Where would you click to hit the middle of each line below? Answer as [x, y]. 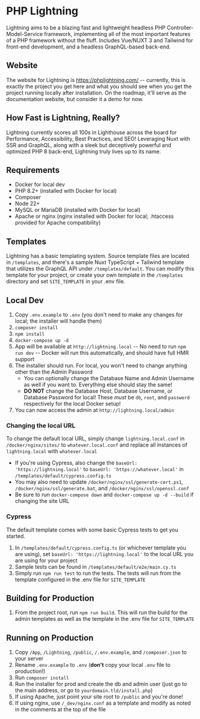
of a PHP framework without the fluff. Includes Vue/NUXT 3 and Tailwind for [100, 40]
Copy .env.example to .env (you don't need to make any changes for [99, 315]
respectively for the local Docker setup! [72, 404]
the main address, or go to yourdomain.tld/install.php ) [84, 690]
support [24, 359]
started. [16, 536]
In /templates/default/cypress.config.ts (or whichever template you [100, 547]
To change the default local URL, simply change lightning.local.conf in [96, 439]
